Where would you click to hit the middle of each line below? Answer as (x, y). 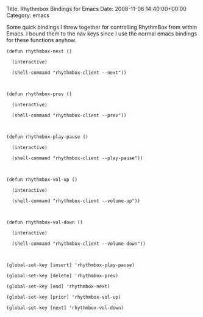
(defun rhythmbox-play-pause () (47, 137)
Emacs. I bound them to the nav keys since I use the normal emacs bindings (102, 34)
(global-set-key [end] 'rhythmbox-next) (59, 286)
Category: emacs (28, 15)
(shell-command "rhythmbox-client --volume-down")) (79, 244)
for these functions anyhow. (41, 40)
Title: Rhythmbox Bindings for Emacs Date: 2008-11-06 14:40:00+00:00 (97, 9)
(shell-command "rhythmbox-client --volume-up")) (76, 201)
